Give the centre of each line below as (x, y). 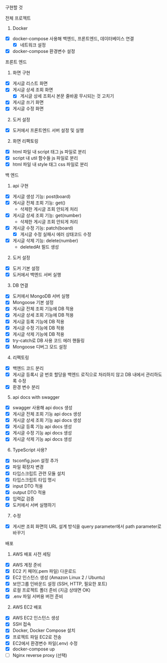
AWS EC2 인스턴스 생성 (36, 618)
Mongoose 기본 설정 (33, 303)
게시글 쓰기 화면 (28, 102)
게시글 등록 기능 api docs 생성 (42, 427)
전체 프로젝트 (18, 18)
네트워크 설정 (33, 45)
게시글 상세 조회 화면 (33, 90)
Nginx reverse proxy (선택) (40, 655)
